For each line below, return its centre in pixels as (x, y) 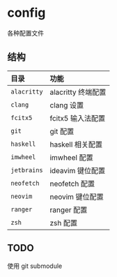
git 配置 (62, 131)
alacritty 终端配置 (78, 92)
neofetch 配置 (72, 184)
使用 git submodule (35, 266)
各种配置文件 (25, 33)
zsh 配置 (64, 223)
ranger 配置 (69, 209)
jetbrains (27, 170)
